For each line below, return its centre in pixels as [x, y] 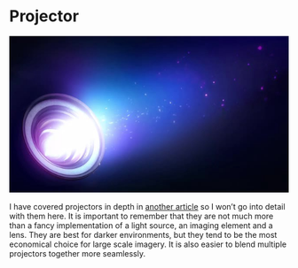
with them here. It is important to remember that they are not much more [141, 216]
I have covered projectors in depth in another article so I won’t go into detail [147, 207]
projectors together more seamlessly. [78, 254]
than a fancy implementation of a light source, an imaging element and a [141, 226]
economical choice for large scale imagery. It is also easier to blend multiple [148, 244]
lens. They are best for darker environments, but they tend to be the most [143, 235]
